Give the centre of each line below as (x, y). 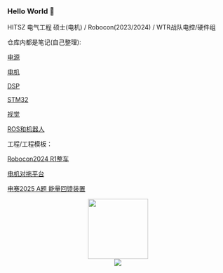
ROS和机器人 (26, 129)
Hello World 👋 (31, 11)
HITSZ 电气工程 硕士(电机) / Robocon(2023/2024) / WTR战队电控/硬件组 (111, 27)
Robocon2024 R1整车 (38, 159)
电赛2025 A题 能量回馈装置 (46, 189)
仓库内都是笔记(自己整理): (45, 42)
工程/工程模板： (30, 144)
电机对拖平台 (26, 174)
